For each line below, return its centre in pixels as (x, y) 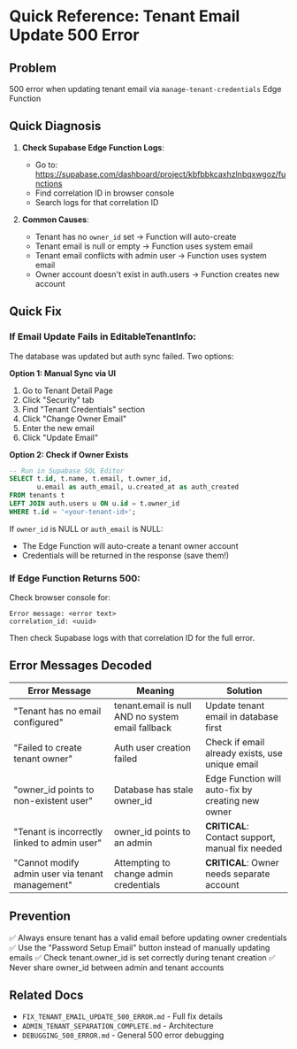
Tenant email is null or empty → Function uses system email (144, 246)
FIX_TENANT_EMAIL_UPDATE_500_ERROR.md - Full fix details (122, 1016)
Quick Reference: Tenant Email (125, 16)
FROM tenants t (37, 496)
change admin (144, 874)
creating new (232, 800)
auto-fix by (228, 790)
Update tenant (235, 706)
